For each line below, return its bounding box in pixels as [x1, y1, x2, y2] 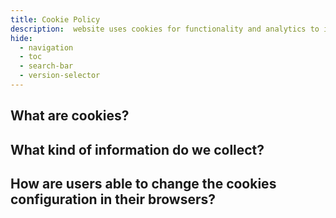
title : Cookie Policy [10, 14, 101, 25]
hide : [10, 33, 33, 43]
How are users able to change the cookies [10, 176, 277, 193]
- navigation [19, 42, 74, 53]
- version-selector [19, 71, 101, 81]
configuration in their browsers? [10, 191, 216, 208]
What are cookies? [10, 107, 130, 125]
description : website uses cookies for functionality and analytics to [10, 24, 320, 34]
